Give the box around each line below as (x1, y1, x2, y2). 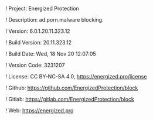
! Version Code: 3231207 (5, 61, 65, 68)
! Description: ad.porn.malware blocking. (5, 16, 104, 23)
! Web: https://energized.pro (5, 107, 74, 114)
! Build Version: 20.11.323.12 (5, 39, 72, 46)
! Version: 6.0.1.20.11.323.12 (5, 28, 71, 35)
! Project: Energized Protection (5, 5, 80, 12)
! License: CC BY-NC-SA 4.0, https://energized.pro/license (5, 73, 147, 80)
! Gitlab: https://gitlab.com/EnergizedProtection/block (5, 96, 134, 102)
